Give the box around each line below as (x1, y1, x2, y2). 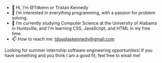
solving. (11, 15, 28, 21)
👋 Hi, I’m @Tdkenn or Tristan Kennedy (11, 5, 89, 10)
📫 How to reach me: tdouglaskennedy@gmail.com (11, 36, 115, 42)
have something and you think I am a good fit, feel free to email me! (4, 53, 140, 58)
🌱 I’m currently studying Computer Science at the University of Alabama (11, 20, 157, 26)
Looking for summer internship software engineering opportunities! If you (4, 47, 153, 53)
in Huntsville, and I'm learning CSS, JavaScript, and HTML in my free (11, 25, 150, 31)
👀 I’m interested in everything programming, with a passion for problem (11, 10, 156, 16)
